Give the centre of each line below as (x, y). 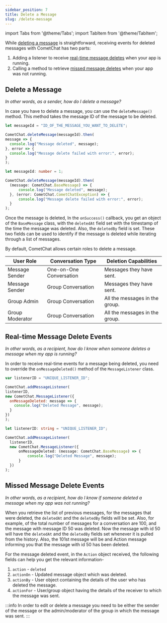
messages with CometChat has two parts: (48, 48)
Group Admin (23, 302)
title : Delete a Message (31, 14)
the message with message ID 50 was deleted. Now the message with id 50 (83, 528)
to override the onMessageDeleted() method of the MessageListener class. (80, 369)
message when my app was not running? (47, 503)
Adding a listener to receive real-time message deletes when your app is (86, 58)
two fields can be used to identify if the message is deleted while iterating (81, 234)
